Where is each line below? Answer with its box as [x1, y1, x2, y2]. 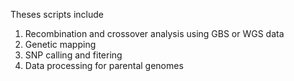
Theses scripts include [10, 9, 104, 20]
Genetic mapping [24, 39, 97, 50]
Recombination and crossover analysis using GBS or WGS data [24, 28, 285, 39]
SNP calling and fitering [24, 49, 123, 61]
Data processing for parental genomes [24, 60, 184, 71]
